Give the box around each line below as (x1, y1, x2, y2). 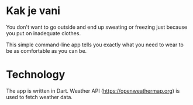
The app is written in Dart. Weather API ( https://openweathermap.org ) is (6, 87, 180, 94)
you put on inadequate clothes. (6, 29, 81, 36)
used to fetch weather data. (6, 93, 73, 100)
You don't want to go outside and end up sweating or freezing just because (6, 23, 188, 31)
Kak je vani (6, 4, 60, 18)
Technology (6, 68, 66, 82)
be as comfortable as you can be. (6, 47, 87, 54)
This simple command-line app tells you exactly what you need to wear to (6, 41, 184, 48)
